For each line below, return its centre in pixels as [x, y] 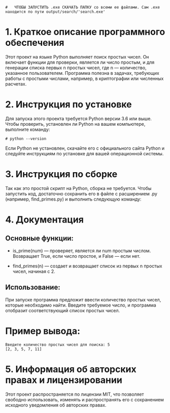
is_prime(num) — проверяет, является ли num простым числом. [82, 251]
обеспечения [35, 43]
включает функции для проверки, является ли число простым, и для [80, 62]
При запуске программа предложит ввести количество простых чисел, [83, 299]
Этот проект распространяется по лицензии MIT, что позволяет [75, 394]
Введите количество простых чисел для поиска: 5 [58, 345]
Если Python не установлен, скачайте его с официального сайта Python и [85, 148]
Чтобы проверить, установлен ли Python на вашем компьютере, [75, 124]
